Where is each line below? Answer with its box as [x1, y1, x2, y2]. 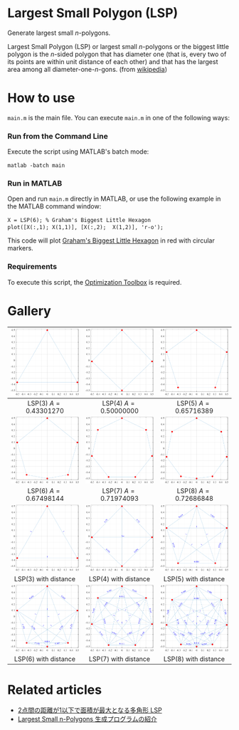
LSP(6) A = [27, 487, 60, 495]
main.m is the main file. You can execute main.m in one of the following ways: [7, 113, 230, 122]
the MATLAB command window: [7, 202, 102, 211]
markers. [7, 244, 33, 253]
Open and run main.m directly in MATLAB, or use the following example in [7, 194, 221, 203]
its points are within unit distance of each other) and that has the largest [7, 57, 218, 65]
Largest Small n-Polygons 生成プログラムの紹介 [17, 715, 158, 724]
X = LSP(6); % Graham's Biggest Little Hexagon [7, 217, 152, 224]
